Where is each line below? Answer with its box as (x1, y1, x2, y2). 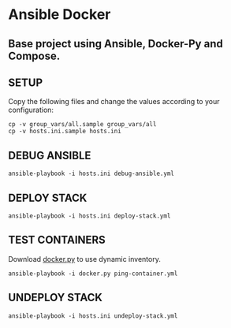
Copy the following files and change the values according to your (8, 97, 220, 106)
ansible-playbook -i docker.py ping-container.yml (8, 270, 178, 278)
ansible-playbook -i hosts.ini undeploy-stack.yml (8, 311, 178, 320)
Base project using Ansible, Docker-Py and (8, 37, 223, 50)
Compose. (8, 49, 61, 62)
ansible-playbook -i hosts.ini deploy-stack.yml (8, 212, 171, 220)
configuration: (8, 105, 54, 115)
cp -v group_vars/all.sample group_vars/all (8, 121, 157, 129)
